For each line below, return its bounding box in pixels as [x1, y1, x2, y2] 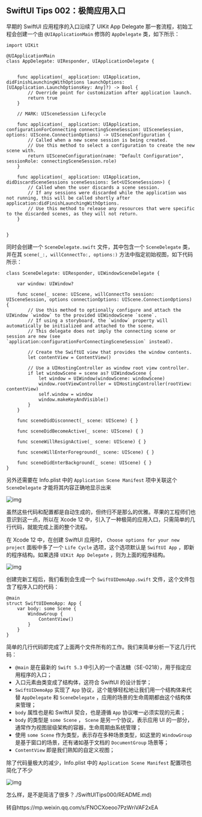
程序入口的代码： [16, 583, 59, 590]
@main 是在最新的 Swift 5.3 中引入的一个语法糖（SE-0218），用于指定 [14, 664, 186, 671]
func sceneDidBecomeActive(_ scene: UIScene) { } [17, 428, 144, 434]
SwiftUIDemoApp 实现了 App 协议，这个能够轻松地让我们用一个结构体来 [14, 686, 187, 693]
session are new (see [6, 333, 61, 339]
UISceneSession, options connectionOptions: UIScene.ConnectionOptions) [6, 297, 192, 303]
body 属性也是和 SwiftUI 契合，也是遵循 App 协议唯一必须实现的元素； [14, 709, 186, 716]
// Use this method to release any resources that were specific [28, 205, 195, 212]
